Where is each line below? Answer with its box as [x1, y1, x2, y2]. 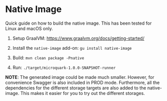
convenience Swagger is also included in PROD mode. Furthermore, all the [5, 79, 160, 85]
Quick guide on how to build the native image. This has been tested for [5, 20, 152, 26]
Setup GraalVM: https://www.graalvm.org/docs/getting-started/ [12, 35, 145, 41]
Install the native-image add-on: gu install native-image [12, 45, 132, 51]
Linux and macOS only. [5, 25, 53, 31]
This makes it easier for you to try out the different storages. [20, 90, 145, 96]
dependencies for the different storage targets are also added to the [5, 84, 147, 91]
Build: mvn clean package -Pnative [12, 54, 85, 61]
